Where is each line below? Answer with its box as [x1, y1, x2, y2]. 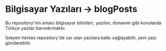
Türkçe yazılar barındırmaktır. [5, 25, 67, 31]
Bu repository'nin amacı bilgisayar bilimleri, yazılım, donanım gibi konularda [5, 20, 161, 26]
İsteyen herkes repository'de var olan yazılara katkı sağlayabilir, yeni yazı [5, 35, 156, 41]
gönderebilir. [5, 40, 32, 46]
